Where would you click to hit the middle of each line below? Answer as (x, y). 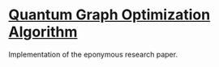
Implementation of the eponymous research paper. (93, 54)
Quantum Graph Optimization (109, 15)
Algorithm (43, 32)
